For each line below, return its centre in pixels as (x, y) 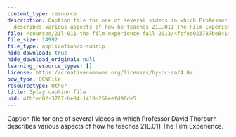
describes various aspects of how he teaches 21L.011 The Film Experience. (116, 126)
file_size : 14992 (33, 40)
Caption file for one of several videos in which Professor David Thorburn (112, 119)
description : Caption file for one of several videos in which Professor (118, 20)
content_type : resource (42, 14)
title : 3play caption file (47, 92)
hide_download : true (38, 53)
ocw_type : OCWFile (34, 79)
